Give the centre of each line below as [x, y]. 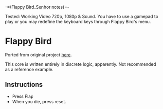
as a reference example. [29, 69]
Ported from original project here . [38, 54]
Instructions [24, 85]
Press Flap [23, 96]
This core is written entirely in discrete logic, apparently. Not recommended [81, 64]
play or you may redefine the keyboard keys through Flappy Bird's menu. [78, 22]
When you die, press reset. [39, 101]
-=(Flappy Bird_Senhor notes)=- [37, 7]
